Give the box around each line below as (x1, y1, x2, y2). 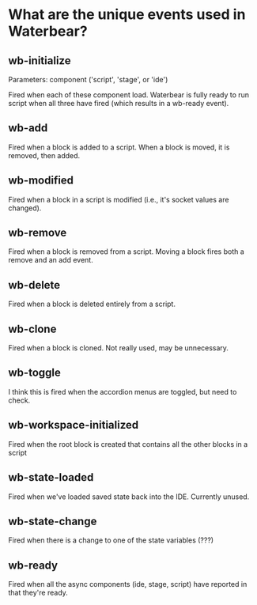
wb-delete (8, 278, 61, 292)
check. (8, 395, 31, 405)
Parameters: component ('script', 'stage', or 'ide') (8, 75, 168, 84)
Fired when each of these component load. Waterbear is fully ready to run (8, 90, 250, 100)
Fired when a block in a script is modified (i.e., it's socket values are (8, 195, 229, 204)
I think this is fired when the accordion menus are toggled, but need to (8, 387, 237, 396)
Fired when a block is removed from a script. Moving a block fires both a (8, 247, 245, 256)
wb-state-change (8, 514, 97, 527)
